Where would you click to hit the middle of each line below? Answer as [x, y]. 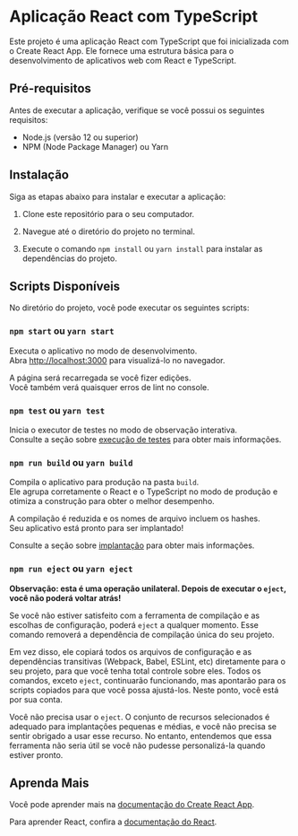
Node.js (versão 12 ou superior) [80, 137]
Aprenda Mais [49, 783]
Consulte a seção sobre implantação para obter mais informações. [132, 545]
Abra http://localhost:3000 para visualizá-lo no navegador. [117, 360]
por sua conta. [36, 699]
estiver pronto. [36, 754]
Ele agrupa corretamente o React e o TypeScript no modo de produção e [144, 492]
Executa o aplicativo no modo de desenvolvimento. [103, 351]
